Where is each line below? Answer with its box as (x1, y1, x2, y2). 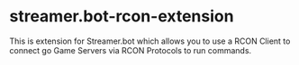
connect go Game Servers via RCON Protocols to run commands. (9, 45, 252, 55)
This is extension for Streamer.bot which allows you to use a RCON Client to (9, 36, 291, 46)
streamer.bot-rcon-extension (9, 6, 234, 27)
